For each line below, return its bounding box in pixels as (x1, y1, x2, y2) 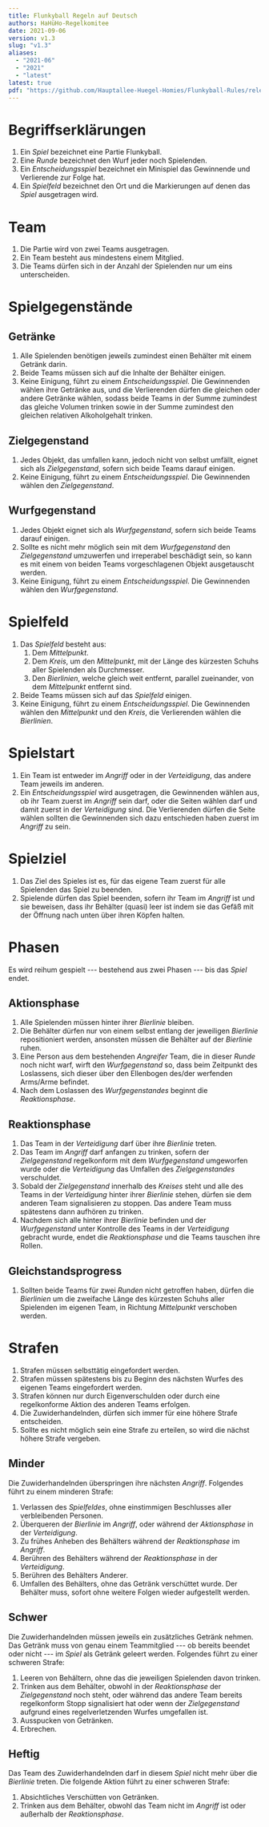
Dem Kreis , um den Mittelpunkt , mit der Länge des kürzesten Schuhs (31, 656, 259, 666)
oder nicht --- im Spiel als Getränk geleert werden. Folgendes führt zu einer (8, 1648, 259, 1659)
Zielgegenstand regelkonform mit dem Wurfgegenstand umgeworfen (19, 1155, 248, 1166)
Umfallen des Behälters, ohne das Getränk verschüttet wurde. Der (19, 1579, 238, 1588)
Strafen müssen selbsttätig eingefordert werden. (19, 1365, 180, 1375)
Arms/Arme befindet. (19, 1077, 90, 1087)
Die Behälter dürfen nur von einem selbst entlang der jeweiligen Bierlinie (19, 1026, 259, 1036)
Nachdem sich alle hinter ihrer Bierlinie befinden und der (19, 1216, 207, 1225)
